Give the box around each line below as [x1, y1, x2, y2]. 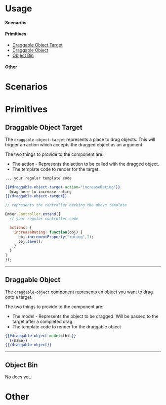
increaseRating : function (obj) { [14, 229, 83, 235]
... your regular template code [5, 176, 72, 180]
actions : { [9, 225, 32, 230]
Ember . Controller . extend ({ [5, 212, 61, 217]
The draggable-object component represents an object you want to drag [5, 289, 153, 295]
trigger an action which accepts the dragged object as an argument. [5, 141, 144, 147]
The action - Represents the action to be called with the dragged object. [12, 161, 159, 167]
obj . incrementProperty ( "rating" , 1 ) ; [18, 234, 94, 239]
